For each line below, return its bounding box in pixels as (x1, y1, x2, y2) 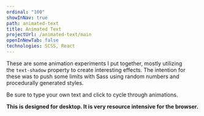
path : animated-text (6, 20, 59, 26)
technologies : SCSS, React (6, 43, 75, 49)
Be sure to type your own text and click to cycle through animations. (6, 91, 178, 98)
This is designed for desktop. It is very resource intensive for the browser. (6, 103, 199, 110)
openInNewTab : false (6, 37, 59, 43)
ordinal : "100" (6, 9, 45, 15)
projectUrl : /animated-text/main (6, 32, 92, 38)
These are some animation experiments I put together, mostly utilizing (6, 59, 183, 67)
